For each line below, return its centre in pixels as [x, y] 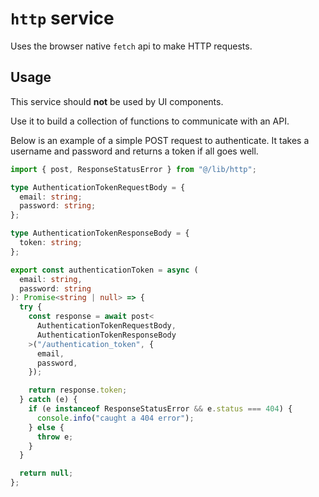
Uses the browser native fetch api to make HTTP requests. [131, 46]
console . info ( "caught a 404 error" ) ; [115, 418]
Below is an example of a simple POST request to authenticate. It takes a [160, 140]
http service [62, 18]
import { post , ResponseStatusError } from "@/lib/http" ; [133, 169]
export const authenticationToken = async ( [104, 270]
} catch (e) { [48, 400]
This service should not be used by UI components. [117, 101]
